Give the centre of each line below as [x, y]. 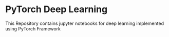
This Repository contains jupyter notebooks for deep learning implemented [85, 23]
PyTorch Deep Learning [57, 9]
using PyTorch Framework [33, 28]
